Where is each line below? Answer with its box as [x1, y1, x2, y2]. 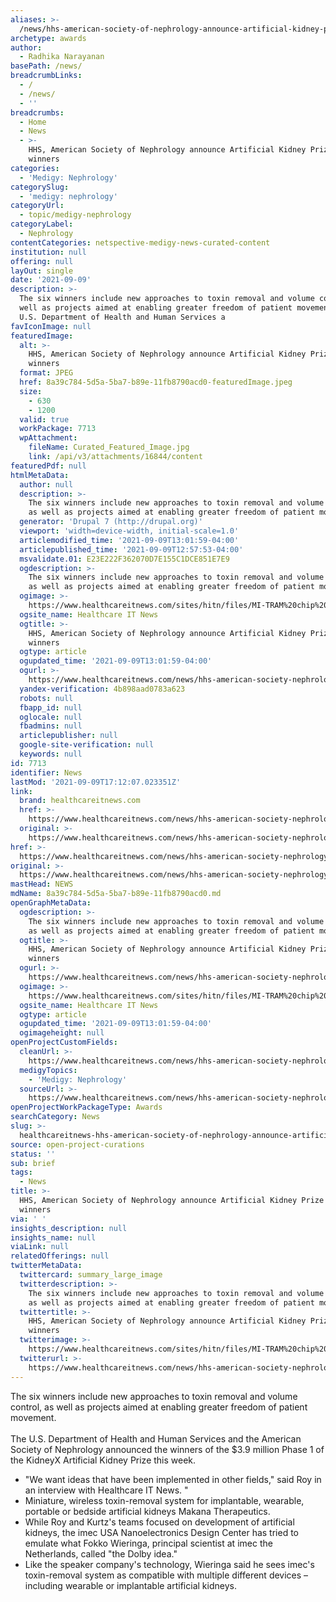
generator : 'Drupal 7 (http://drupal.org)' [19, 517, 203, 527]
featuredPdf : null [10, 461, 87, 471]
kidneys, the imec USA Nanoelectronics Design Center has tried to [24, 1526, 299, 1538]
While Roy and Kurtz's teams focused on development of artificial [24, 1516, 295, 1528]
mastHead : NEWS [10, 879, 74, 890]
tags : [10, 1167, 33, 1178]
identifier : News [10, 767, 83, 778]
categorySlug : [10, 182, 70, 192]
